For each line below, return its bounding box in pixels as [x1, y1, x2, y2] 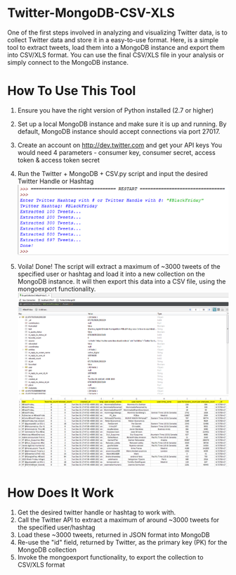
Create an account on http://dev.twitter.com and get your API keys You [17, 141, 223, 149]
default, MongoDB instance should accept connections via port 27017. [17, 127, 221, 135]
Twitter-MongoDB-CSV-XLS [7, 5, 175, 21]
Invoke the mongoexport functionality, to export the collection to [17, 552, 204, 561]
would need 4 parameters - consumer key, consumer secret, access [17, 148, 216, 156]
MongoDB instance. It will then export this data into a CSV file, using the [17, 277, 226, 286]
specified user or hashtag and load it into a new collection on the [17, 270, 206, 278]
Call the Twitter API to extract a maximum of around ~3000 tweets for [17, 515, 220, 524]
